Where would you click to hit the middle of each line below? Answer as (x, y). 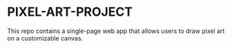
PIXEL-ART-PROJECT (70, 12)
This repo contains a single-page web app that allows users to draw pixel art (116, 31)
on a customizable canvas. (45, 38)
